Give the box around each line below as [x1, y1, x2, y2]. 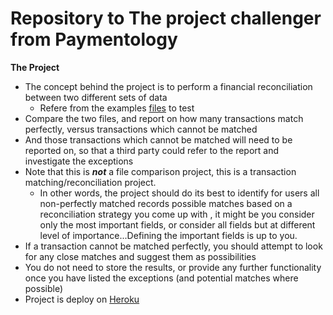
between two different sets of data [24, 91, 168, 103]
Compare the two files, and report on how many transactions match [24, 112, 304, 124]
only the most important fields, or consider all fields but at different [39, 218, 316, 231]
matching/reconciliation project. [24, 176, 157, 188]
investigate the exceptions [24, 155, 134, 167]
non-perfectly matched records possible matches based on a [39, 197, 293, 209]
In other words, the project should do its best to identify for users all [39, 187, 320, 199]
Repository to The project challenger [10, 7, 322, 30]
